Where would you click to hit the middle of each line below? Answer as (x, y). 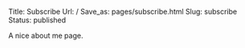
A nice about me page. (46, 36)
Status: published (37, 20)
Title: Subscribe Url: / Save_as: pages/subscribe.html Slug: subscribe (123, 12)
